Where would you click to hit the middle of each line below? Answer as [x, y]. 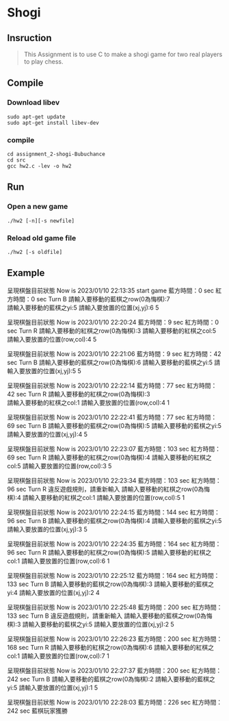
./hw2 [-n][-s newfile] [41, 220]
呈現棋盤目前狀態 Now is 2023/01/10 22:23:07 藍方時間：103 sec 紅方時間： [114, 448]
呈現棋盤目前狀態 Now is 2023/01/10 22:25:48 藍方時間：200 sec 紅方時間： [115, 607]
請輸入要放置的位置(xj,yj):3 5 [47, 529]
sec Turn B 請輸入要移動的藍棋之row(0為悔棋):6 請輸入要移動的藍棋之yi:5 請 [114, 362]
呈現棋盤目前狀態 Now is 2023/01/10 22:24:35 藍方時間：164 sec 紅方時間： [114, 544]
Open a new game [38, 207]
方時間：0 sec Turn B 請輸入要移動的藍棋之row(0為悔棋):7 [89, 299]
